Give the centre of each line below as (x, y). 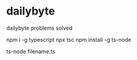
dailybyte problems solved (40, 28)
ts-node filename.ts (31, 51)
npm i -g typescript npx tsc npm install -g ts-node (69, 39)
